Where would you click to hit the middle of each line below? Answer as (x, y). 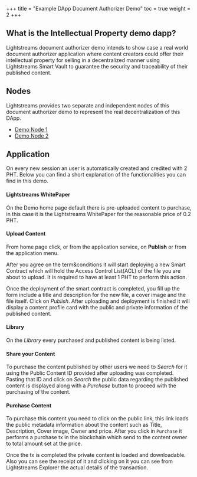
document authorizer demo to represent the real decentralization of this (93, 112)
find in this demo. (27, 181)
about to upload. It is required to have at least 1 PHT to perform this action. (97, 277)
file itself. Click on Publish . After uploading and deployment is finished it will (98, 301)
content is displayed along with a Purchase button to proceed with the (91, 385)
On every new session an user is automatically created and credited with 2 (97, 168)
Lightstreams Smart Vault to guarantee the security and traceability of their (97, 66)
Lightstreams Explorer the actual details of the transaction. (77, 468)
